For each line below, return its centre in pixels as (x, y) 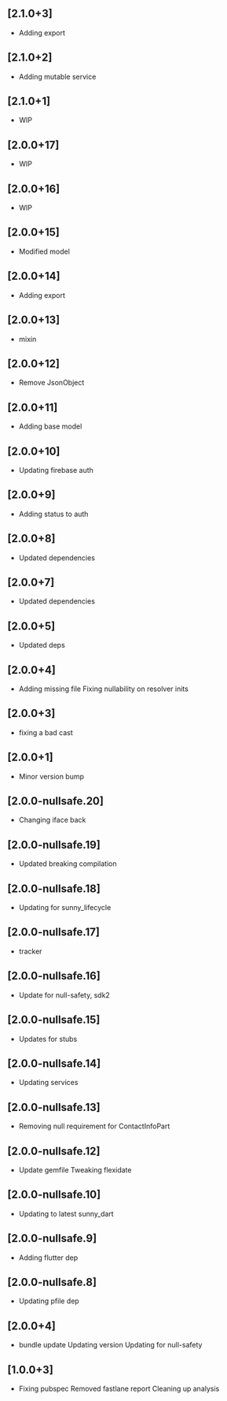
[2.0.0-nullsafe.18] (54, 888)
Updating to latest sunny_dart (66, 1213)
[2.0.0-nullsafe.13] (54, 1107)
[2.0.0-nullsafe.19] (54, 844)
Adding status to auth (53, 514)
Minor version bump (51, 776)
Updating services (48, 1083)
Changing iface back (52, 820)
